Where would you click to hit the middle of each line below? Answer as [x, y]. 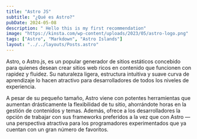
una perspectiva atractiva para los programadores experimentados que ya [96, 123]
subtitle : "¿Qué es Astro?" [41, 17]
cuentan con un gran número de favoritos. [58, 129]
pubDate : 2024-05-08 [32, 22]
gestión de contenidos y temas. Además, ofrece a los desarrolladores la [93, 111]
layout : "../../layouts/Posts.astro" [52, 45]
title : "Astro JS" [29, 12]
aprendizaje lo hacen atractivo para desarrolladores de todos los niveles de [98, 80]
